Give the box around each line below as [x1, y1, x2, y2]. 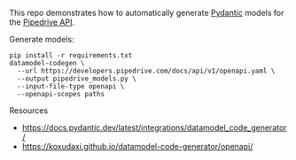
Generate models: [9, 34, 74, 44]
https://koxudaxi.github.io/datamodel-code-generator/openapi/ [21, 141, 253, 151]
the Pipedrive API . [9, 17, 75, 27]
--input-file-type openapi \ [17, 82, 125, 91]
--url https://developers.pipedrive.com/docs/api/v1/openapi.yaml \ [17, 66, 276, 75]
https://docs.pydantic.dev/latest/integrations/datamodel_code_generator [21, 123, 287, 133]
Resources [9, 105, 49, 116]
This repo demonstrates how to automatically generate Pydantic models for [9, 8, 284, 18]
